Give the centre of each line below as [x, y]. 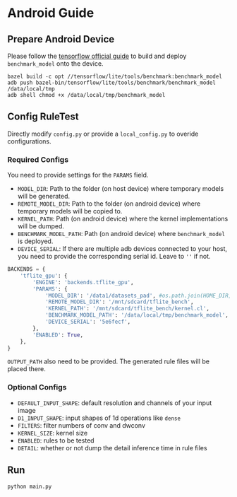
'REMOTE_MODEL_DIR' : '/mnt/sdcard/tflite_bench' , [119, 302]
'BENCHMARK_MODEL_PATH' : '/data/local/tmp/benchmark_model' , [137, 315]
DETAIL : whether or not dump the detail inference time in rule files [112, 448]
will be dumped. [41, 226]
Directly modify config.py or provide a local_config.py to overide [103, 134]
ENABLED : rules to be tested [56, 440]
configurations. [29, 141]
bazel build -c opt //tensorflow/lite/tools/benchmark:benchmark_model [115, 76]
